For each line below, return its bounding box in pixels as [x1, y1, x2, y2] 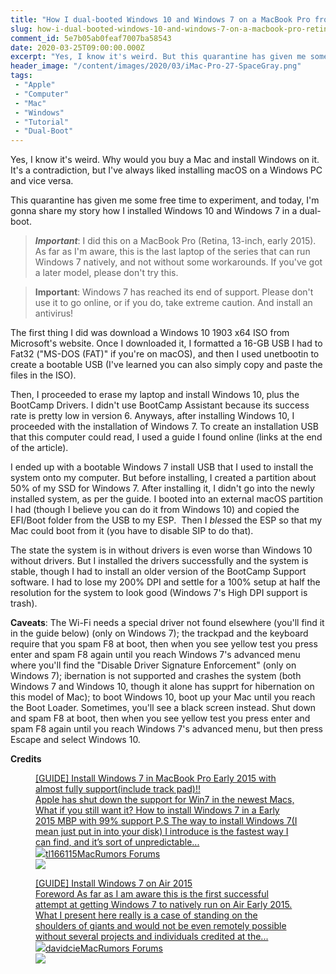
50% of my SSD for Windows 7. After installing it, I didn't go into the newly [10, 482, 315, 495]
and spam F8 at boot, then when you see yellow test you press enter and [10, 712, 311, 725]
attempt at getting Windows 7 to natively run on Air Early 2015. [35, 899, 293, 911]
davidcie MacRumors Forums [45, 942, 163, 955]
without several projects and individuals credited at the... [35, 931, 269, 943]
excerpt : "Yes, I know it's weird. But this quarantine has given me [10, 52, 307, 62]
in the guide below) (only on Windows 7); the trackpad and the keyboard [10, 627, 309, 640]
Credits [10, 753, 42, 765]
